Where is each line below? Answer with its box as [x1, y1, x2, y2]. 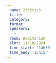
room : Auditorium [9, 36, 46, 41]
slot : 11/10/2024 [9, 41, 46, 46]
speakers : [9, 26, 30, 31]
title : [9, 12, 23, 17]
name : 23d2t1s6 [9, 7, 41, 13]
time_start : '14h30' [9, 45, 52, 50]
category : [9, 17, 30, 22]
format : [9, 21, 26, 27]
